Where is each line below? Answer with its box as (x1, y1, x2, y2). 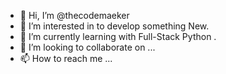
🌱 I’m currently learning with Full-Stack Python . (19, 31, 217, 42)
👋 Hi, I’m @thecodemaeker (19, 10, 130, 21)
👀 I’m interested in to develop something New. (19, 20, 210, 32)
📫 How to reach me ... (19, 53, 113, 64)
